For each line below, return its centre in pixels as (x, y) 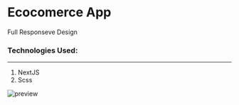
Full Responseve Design (43, 32)
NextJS (28, 72)
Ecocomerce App (59, 12)
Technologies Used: (43, 50)
